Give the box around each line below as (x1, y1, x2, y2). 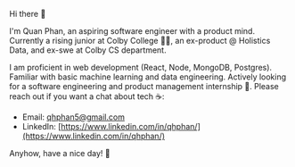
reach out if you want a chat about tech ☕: (9, 91, 165, 102)
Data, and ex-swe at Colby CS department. (9, 45, 167, 55)
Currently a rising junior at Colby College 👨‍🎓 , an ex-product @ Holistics (9, 36, 271, 46)
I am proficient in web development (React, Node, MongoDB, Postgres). (9, 63, 273, 72)
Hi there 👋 (9, 9, 46, 19)
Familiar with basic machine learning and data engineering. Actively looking (9, 71, 287, 82)
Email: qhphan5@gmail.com (21, 112, 125, 122)
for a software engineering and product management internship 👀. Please (9, 81, 279, 91)
